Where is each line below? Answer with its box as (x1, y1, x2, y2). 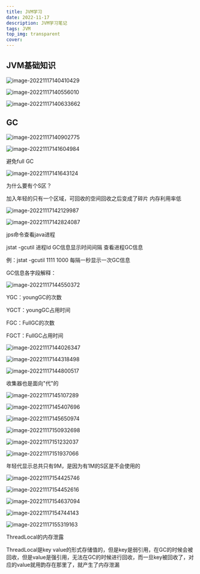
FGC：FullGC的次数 (6, 319, 55, 326)
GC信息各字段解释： (6, 269, 56, 276)
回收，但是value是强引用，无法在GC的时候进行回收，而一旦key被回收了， (6, 554, 189, 561)
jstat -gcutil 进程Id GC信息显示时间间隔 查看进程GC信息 (6, 243, 143, 251)
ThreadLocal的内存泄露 (6, 533, 64, 540)
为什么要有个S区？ (6, 182, 52, 189)
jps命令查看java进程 (6, 231, 56, 238)
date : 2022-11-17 (6, 14, 50, 20)
